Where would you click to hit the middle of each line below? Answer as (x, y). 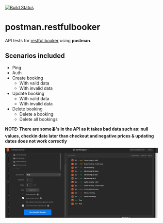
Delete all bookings (39, 119)
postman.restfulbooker (53, 27)
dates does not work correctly (36, 141)
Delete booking (27, 109)
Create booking (28, 78)
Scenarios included (35, 56)
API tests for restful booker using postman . (48, 40)
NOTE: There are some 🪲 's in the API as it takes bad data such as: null (77, 129)
